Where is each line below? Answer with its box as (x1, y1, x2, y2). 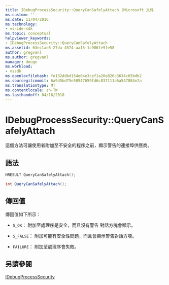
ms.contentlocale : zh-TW (5, 87, 58, 93)
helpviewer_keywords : (5, 36, 51, 41)
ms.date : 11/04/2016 (5, 17, 49, 22)
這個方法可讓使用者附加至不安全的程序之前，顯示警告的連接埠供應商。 (5, 142, 152, 149)
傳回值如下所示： (5, 211, 41, 217)
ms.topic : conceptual (5, 31, 51, 36)
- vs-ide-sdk (5, 26, 33, 31)
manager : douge (5, 59, 38, 64)
